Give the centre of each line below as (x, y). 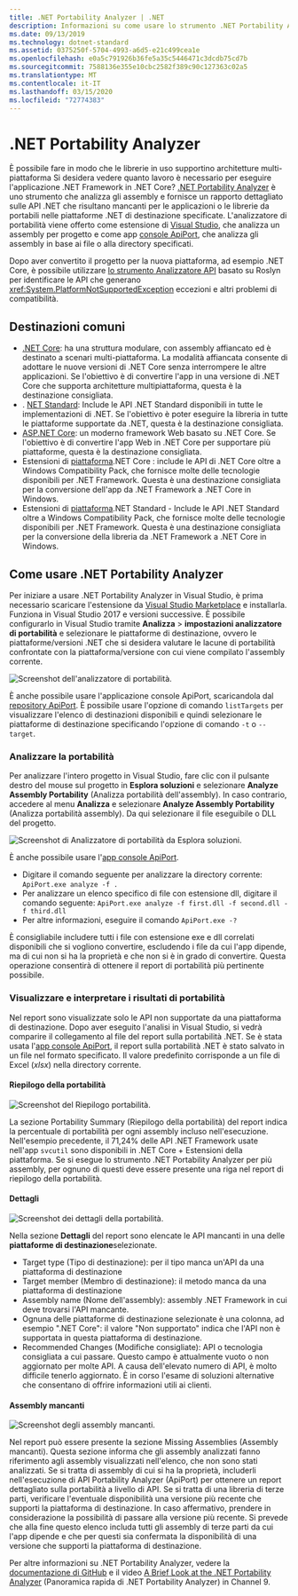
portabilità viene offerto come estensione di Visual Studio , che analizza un (145, 225)
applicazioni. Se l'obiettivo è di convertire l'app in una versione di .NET (151, 376)
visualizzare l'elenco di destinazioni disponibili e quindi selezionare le (136, 715)
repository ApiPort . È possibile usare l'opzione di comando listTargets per (146, 705)
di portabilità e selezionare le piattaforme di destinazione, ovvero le (133, 633)
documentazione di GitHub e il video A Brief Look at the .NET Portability (141, 1573)
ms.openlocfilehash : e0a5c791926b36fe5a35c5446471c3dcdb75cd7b (129, 59)
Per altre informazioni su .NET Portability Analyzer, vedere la (120, 1563)
